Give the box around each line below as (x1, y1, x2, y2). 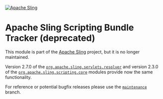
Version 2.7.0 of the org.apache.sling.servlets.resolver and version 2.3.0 (5, 63, 159, 69)
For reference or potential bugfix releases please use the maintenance (5, 84, 147, 90)
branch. (5, 89, 21, 95)
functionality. (5, 74, 32, 80)
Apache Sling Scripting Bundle (5, 22, 134, 33)
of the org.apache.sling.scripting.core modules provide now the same (5, 69, 153, 75)
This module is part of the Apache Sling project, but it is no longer (5, 49, 140, 54)
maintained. (5, 54, 29, 60)
